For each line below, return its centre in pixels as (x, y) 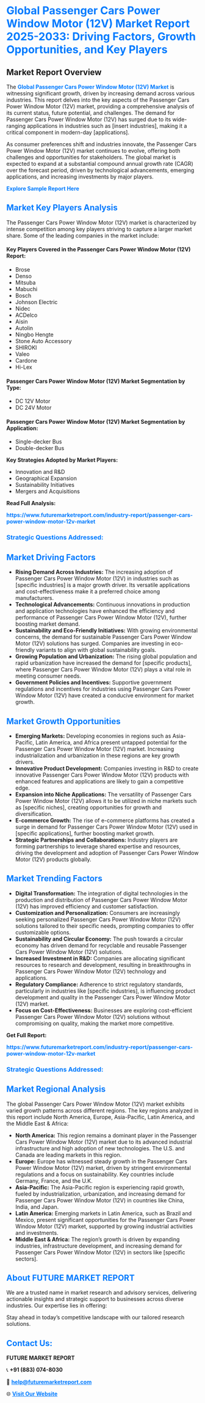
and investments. (37, 1232)
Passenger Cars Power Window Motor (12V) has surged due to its (89, 119)
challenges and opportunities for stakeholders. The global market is (91, 157)
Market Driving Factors (51, 557)
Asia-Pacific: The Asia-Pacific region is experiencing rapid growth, (100, 1187)
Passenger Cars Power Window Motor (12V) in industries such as (97, 579)
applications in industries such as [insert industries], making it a (107, 126)
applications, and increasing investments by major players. (80, 177)
